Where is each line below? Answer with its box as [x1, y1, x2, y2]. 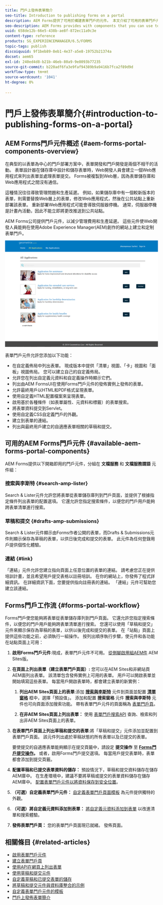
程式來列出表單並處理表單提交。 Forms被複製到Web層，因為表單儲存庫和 [9, 173, 156, 179]
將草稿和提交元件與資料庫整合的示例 [12, 883, 85, 888]
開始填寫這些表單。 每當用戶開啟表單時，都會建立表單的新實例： [12, 678, 141, 685]
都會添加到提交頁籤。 [12, 756, 55, 763]
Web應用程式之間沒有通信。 [5, 179, 61, 185]
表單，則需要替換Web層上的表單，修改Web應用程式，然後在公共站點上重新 [5, 196, 155, 201]
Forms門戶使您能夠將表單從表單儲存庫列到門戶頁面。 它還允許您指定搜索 [5, 615, 151, 621]
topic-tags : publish [5, 44, 47, 49]
